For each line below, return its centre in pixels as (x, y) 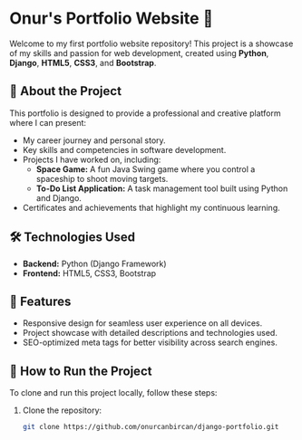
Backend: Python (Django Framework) (94, 263)
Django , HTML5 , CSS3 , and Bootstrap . (83, 62)
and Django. (58, 197)
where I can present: (48, 122)
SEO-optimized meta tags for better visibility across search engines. (150, 342)
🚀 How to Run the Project (81, 371)
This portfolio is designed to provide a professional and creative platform (145, 113)
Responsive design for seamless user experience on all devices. (142, 323)
